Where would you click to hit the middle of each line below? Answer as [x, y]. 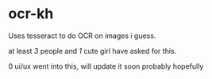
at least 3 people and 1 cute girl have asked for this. [93, 51]
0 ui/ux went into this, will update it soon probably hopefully [106, 66]
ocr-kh [31, 14]
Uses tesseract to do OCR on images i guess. [82, 36]
